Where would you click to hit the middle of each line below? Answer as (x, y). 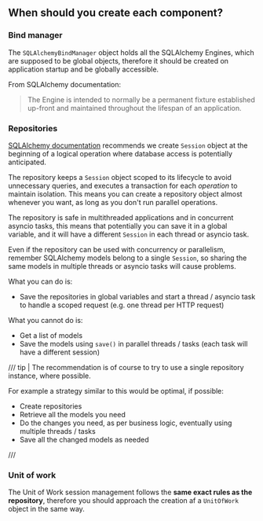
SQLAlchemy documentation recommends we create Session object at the (128, 145)
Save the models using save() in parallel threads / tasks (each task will (133, 343)
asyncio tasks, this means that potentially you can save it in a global (118, 226)
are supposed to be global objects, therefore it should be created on (119, 61)
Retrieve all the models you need (72, 414)
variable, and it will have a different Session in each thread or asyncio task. (129, 234)
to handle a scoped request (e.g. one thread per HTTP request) (122, 305)
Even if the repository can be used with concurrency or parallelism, (117, 249)
